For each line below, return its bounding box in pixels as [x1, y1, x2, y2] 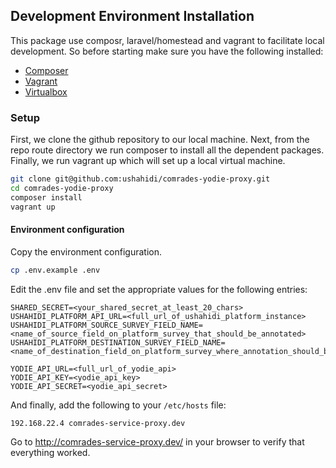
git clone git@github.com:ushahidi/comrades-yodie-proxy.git [10, 174, 271, 184]
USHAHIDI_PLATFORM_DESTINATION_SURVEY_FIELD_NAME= [10, 337, 226, 348]
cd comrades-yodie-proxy [10, 183, 114, 193]
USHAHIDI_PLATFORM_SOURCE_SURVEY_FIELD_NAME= [10, 320, 203, 330]
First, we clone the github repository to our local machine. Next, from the [10, 134, 310, 146]
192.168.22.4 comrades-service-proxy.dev [10, 418, 186, 428]
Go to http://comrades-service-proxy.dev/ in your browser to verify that [10, 435, 305, 448]
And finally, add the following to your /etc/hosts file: [10, 399, 227, 411]
